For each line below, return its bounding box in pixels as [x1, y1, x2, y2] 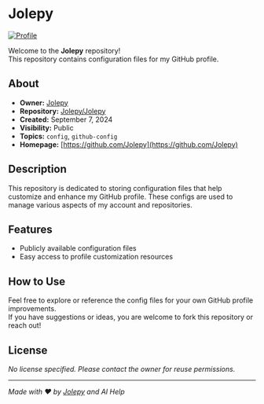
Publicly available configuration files [19, 244, 137, 253]
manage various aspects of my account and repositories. [8, 200, 192, 209]
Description [8, 163, 67, 176]
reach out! [8, 321, 42, 330]
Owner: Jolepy [19, 97, 68, 107]
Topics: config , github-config [19, 131, 118, 141]
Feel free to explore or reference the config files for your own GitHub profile [8, 296, 254, 305]
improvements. [8, 304, 57, 314]
